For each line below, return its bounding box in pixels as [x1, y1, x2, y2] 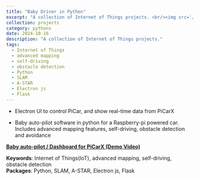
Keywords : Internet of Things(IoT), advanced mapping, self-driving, [6, 155, 172, 162]
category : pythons [6, 25, 52, 31]
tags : [6, 42, 20, 48]
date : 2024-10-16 [6, 31, 49, 37]
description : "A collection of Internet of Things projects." [6, 36, 163, 42]
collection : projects [6, 20, 60, 25]
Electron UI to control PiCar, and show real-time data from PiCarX [14, 107, 175, 114]
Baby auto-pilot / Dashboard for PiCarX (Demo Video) [6, 143, 140, 150]
